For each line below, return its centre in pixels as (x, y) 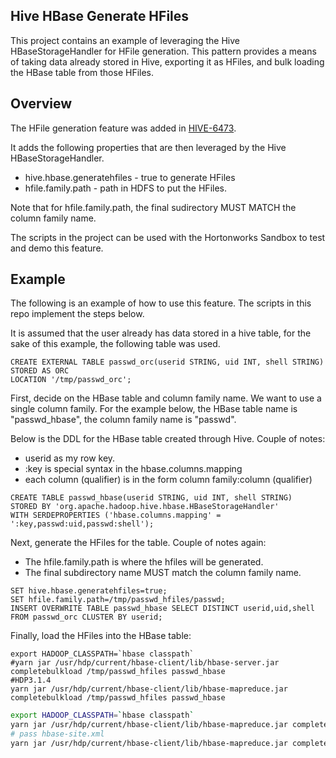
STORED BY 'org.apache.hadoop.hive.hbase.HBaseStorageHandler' (145, 507)
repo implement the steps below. (77, 314)
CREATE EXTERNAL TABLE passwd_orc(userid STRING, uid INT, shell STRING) (167, 362)
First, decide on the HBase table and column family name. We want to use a (166, 398)
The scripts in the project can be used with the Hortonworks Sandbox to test (168, 237)
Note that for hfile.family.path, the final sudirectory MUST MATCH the (153, 207)
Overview (41, 104)
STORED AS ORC (40, 371)
